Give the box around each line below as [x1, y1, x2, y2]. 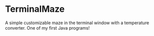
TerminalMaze [5, 3, 65, 15]
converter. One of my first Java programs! [5, 25, 90, 31]
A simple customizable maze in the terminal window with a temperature [5, 20, 150, 26]
